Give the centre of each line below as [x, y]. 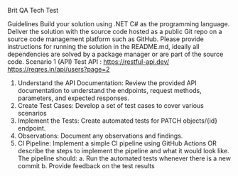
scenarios [32, 113]
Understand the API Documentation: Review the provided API [107, 83]
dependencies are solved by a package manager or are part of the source [115, 54]
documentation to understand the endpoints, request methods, [110, 90]
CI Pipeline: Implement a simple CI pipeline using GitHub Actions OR [117, 143]
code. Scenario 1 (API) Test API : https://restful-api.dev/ [88, 62]
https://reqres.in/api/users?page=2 [59, 69]
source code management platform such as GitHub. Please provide [106, 39]
